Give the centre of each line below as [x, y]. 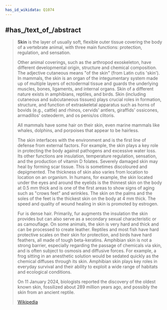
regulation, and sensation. [44, 52]
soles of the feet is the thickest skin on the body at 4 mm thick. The [86, 198]
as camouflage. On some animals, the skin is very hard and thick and [88, 224]
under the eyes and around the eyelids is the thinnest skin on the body [89, 182]
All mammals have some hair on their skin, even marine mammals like [88, 125]
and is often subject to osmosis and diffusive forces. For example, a [87, 251]
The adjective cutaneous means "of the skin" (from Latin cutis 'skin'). [88, 73]
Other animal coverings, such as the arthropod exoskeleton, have [84, 62]
